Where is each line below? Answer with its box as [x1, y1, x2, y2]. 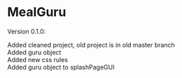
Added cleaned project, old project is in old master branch [7, 40, 175, 49]
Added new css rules [7, 55, 69, 63]
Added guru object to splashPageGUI [7, 63, 115, 71]
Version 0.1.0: [7, 27, 46, 36]
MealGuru [7, 4, 66, 20]
